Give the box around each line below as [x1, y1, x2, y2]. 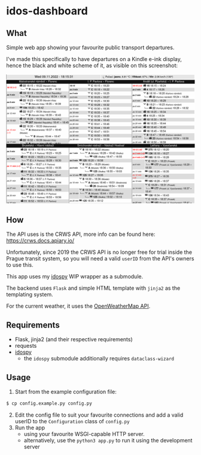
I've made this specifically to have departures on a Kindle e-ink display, [6, 56, 182, 62]
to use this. [6, 262, 34, 269]
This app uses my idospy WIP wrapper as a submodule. [6, 273, 144, 280]
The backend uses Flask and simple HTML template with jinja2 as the [6, 284, 181, 292]
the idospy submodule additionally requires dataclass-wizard [23, 355, 175, 362]
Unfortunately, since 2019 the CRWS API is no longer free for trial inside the [6, 248, 193, 256]
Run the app [14, 424, 45, 431]
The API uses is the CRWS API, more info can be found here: [6, 230, 156, 238]
